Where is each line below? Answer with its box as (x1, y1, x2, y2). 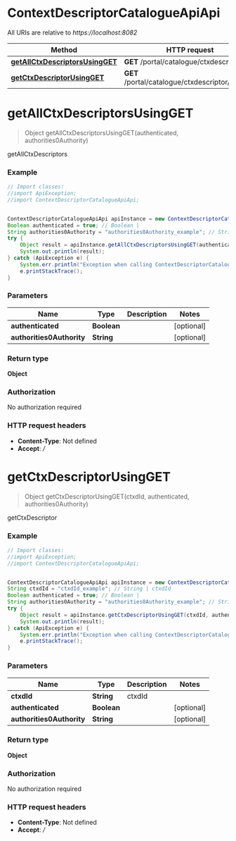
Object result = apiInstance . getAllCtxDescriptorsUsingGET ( (20, 242, 199, 249)
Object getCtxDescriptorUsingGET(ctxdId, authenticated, (24, 492, 190, 501)
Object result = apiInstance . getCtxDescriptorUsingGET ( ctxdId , (20, 611, 209, 618)
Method (50, 44, 78, 54)
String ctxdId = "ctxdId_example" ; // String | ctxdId (7, 585, 171, 592)
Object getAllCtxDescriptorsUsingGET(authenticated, (24, 128, 179, 137)
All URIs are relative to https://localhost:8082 (7, 28, 138, 37)
